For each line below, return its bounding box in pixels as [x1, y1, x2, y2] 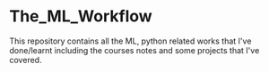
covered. [9, 54, 42, 65]
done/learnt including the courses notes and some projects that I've [9, 44, 260, 55]
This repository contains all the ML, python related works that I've [9, 36, 252, 46]
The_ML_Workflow [9, 6, 152, 27]
